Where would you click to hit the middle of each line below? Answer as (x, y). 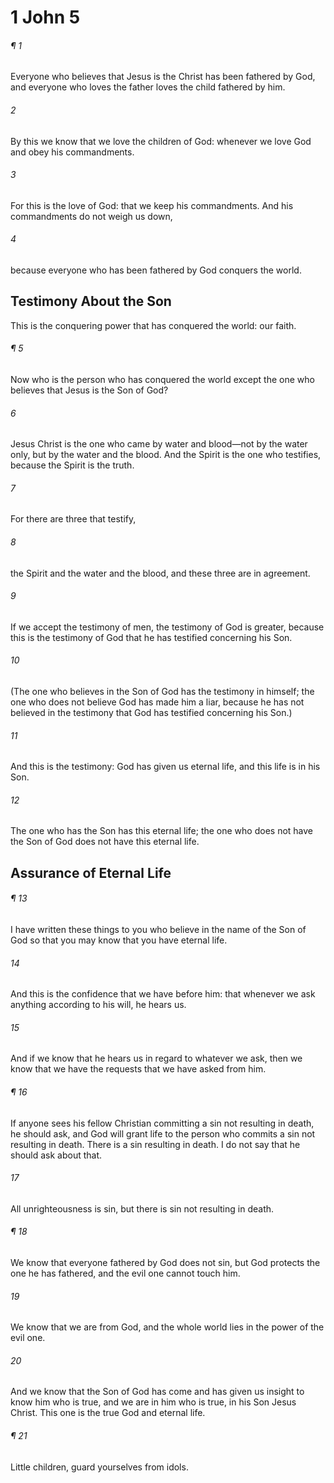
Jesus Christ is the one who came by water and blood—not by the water (159, 444)
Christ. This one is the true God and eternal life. (108, 1413)
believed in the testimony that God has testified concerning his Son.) (151, 713)
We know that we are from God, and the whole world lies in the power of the (167, 1327)
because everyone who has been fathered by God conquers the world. (156, 270)
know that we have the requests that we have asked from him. (138, 1069)
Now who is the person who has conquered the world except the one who (162, 380)
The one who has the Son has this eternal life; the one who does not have (162, 831)
